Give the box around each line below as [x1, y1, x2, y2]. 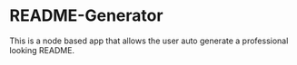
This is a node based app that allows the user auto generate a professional [9, 35, 289, 46]
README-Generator [9, 5, 163, 26]
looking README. [9, 44, 75, 55]
